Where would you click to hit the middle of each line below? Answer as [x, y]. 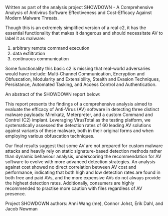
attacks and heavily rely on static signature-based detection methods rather [83, 151]
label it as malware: [25, 38]
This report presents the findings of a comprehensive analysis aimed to [79, 104]
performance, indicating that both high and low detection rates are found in [83, 172]
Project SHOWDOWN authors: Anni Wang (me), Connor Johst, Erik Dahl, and [84, 203]
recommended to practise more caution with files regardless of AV [74, 188]
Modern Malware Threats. [32, 18]
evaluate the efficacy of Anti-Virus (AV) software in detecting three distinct [82, 109]
